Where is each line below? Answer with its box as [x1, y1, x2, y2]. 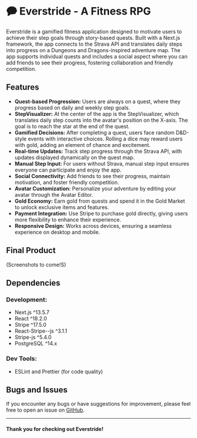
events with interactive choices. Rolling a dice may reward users [28, 135, 183, 142]
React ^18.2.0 [14, 315, 47, 322]
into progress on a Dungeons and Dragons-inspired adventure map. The [6, 46, 181, 53]
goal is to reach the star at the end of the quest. [14, 122, 130, 129]
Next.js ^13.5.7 [14, 309, 50, 316]
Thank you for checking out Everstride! [6, 425, 104, 432]
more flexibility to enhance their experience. [14, 216, 121, 223]
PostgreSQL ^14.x [14, 340, 57, 347]
